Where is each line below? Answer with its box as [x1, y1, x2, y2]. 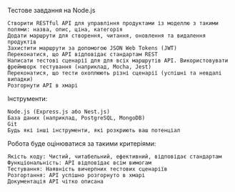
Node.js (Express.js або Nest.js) [7, 108, 111, 115]
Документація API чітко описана [7, 178, 104, 185]
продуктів [7, 38, 37, 46]
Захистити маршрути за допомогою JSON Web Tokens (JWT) [7, 45, 177, 52]
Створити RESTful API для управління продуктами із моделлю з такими [7, 20, 219, 27]
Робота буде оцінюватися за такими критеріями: [7, 139, 156, 148]
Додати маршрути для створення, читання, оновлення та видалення [7, 32, 206, 39]
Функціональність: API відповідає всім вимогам [7, 159, 152, 166]
